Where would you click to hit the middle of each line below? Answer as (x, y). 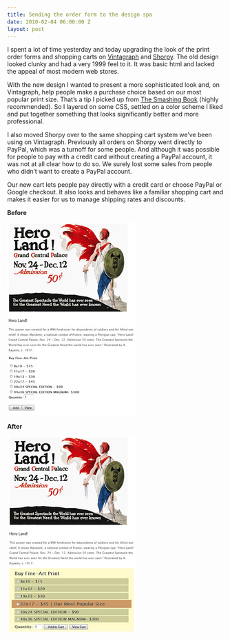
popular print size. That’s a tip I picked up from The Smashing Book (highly (113, 99)
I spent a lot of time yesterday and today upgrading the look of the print (108, 50)
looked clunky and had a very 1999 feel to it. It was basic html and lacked (111, 64)
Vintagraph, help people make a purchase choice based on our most (104, 92)
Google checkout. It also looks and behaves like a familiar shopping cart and (115, 192)
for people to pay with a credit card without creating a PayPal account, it (109, 157)
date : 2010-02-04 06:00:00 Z (49, 22)
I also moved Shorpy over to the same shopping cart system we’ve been (109, 135)
